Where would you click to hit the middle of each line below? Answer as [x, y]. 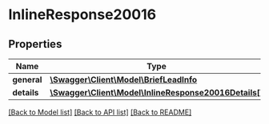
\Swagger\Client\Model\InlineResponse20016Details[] [157, 93]
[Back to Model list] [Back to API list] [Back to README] [100, 112]
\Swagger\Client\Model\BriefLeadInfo [124, 79]
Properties [35, 44]
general [27, 79]
